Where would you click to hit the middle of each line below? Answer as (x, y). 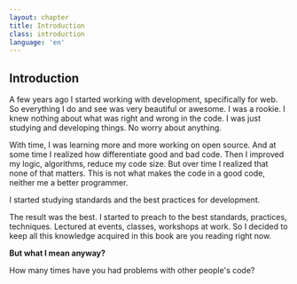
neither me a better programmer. (69, 183)
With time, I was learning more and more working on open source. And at (143, 145)
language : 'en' (37, 42)
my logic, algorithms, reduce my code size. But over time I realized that (139, 164)
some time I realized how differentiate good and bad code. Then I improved (147, 154)
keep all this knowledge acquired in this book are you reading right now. (141, 236)
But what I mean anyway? (58, 253)
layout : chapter (39, 17)
